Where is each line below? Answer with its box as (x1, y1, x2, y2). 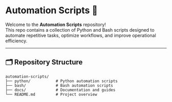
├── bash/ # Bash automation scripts (5, 83, 114, 88)
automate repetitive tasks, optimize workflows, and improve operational (5, 32, 156, 38)
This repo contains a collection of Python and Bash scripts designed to (5, 27, 155, 33)
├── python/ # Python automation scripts (5, 79, 118, 84)
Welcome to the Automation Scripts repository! (5, 21, 106, 28)
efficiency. (5, 38, 28, 44)
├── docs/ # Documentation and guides (5, 87, 116, 92)
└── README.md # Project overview (5, 92, 97, 97)
